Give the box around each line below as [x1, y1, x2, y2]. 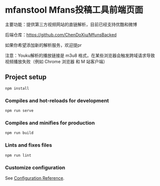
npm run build [5, 130, 34, 135]
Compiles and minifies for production [5, 119, 95, 126]
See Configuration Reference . [5, 175, 65, 181]
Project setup [5, 73, 47, 81]
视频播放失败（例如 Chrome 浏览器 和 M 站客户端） [5, 58, 108, 64]
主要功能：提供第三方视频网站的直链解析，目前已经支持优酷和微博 [5, 21, 137, 27]
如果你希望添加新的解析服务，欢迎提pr [5, 42, 82, 48]
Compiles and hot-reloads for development [5, 97, 109, 104]
